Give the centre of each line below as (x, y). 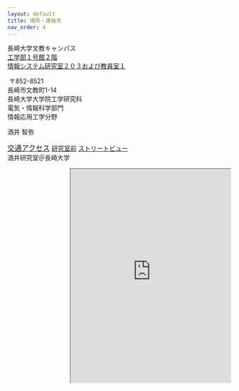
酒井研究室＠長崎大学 (38, 158)
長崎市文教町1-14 (32, 90)
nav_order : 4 (27, 27)
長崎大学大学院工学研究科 (45, 99)
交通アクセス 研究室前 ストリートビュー (68, 148)
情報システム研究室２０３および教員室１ (67, 66)
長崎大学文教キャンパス (42, 48)
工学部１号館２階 (32, 57)
